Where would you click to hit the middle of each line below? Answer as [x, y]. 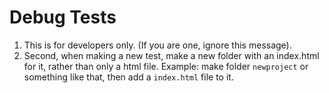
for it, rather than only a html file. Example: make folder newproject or [166, 66]
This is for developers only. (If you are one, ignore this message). [157, 45]
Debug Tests [63, 17]
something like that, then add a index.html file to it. [128, 77]
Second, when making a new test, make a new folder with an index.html [171, 55]
